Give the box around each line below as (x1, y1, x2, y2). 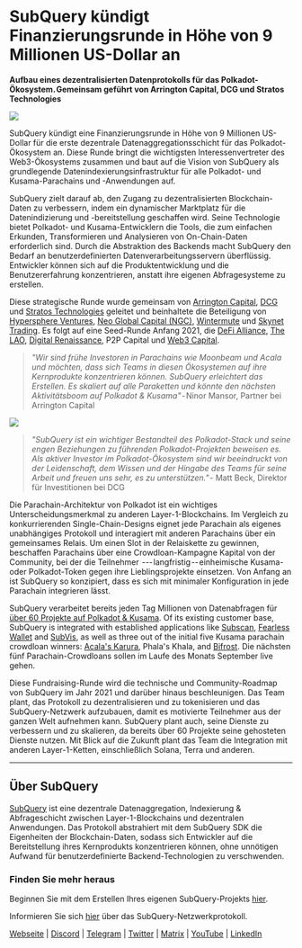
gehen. (9, 659, 36, 671)
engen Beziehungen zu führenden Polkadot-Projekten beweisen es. (31, 443, 281, 454)
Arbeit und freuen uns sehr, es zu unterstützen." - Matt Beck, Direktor (31, 472, 288, 483)
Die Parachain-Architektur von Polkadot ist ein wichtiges (9, 499, 218, 510)
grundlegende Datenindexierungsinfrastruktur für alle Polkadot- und (9, 165, 262, 176)
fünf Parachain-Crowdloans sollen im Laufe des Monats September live (9, 650, 274, 661)
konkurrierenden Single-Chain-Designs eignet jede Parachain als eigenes (9, 518, 281, 529)
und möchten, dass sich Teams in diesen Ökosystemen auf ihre (31, 362, 267, 372)
